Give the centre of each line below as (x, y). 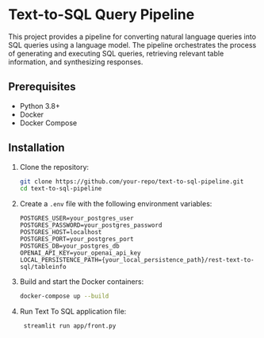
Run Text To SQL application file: (73, 312)
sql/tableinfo (43, 267)
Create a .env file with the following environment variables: (116, 204)
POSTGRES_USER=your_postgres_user (77, 219)
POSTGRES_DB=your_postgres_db (70, 246)
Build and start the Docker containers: (82, 282)
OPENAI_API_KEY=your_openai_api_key (80, 253)
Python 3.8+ (40, 106)
